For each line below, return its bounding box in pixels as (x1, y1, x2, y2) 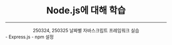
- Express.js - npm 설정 (5, 34, 54, 40)
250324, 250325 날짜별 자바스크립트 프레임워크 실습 (32, 27, 140, 33)
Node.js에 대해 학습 (46, 5, 126, 16)
